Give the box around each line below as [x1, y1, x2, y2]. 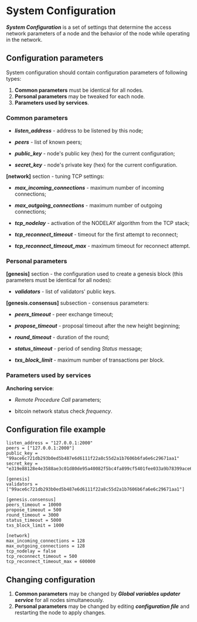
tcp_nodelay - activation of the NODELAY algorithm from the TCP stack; [14, 220, 190, 227]
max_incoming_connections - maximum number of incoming [14, 184, 164, 191]
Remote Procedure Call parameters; [14, 396, 101, 403]
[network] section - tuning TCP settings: [6, 173, 104, 180]
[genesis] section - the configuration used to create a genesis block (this [6, 270, 184, 277]
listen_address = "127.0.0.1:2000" [6, 440, 93, 446]
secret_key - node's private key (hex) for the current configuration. [14, 161, 178, 168]
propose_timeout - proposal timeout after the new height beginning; [14, 322, 181, 329]
